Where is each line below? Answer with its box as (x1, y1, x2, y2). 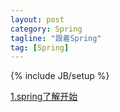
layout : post (10, 14, 65, 25)
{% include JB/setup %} (10, 70, 110, 82)
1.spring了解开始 (10, 91, 78, 103)
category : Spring (10, 24, 83, 34)
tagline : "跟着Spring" (10, 33, 102, 43)
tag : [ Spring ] (10, 42, 70, 53)
